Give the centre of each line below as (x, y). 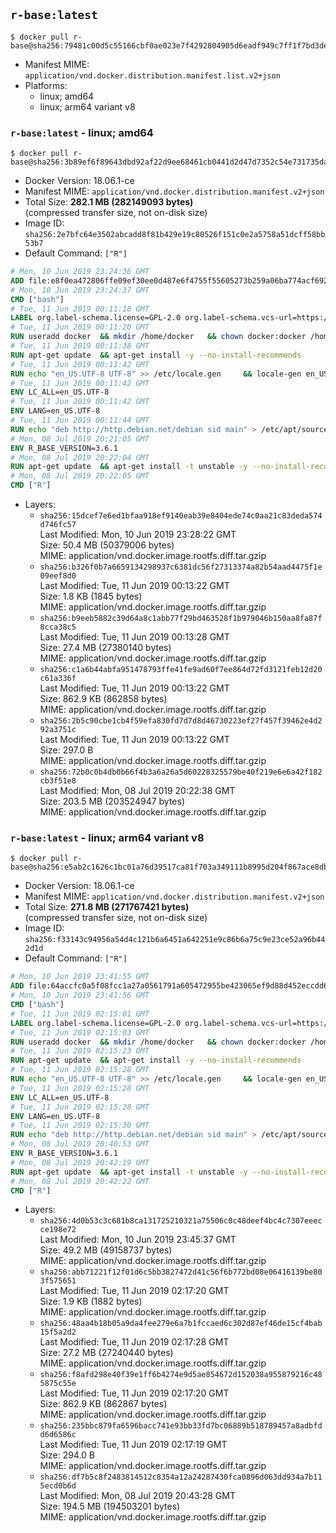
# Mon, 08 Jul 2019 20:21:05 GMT (80, 439)
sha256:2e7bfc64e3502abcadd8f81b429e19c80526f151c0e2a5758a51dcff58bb (175, 235)
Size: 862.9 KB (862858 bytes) (103, 699)
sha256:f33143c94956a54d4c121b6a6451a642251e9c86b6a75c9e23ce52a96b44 (175, 940)
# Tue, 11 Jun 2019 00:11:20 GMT (80, 327)
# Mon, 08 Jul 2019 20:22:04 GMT (80, 457)
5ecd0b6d (58, 1486)
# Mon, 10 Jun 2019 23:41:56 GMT (80, 995)
